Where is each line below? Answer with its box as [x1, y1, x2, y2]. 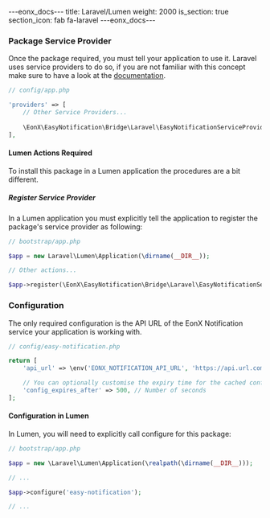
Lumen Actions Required [8, 148, 92, 158]
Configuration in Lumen [8, 411, 90, 421]
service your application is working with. [8, 327, 142, 336]
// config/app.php [8, 86, 70, 95]
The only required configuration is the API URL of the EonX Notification [8, 318, 243, 328]
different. [8, 175, 39, 184]
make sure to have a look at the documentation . [8, 71, 166, 80]
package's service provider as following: [8, 221, 143, 232]
